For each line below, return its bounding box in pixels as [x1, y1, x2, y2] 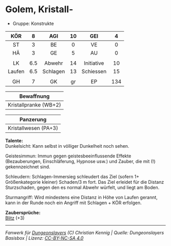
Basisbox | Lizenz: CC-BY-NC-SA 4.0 [5, 235, 84, 241]
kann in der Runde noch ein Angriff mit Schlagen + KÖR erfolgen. [5, 200, 142, 206]
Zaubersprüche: [5, 209, 41, 215]
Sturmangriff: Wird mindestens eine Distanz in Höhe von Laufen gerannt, [5, 194, 158, 200]
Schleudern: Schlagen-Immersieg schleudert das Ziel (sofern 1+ [5, 173, 139, 179]
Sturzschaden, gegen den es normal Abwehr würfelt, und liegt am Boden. [5, 184, 159, 190]
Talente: [5, 138, 23, 144]
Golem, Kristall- [5, 4, 73, 15]
